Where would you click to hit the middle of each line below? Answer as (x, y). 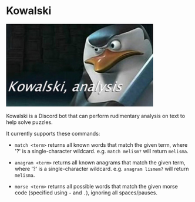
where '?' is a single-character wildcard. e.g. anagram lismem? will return (102, 169)
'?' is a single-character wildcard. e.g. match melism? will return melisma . (102, 151)
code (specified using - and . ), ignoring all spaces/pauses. (86, 193)
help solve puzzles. (29, 122)
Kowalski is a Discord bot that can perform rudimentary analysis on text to (96, 116)
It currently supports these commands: (53, 133)
